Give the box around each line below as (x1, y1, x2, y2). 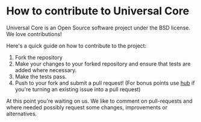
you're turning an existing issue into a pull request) (14, 85, 141, 93)
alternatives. (6, 110, 37, 117)
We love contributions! (6, 30, 62, 37)
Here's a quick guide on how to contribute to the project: (6, 42, 147, 49)
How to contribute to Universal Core (6, 4, 190, 18)
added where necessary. (14, 66, 77, 73)
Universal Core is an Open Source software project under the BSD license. (6, 24, 191, 31)
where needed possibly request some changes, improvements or (6, 103, 167, 111)
